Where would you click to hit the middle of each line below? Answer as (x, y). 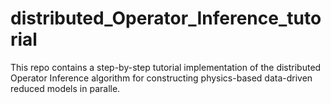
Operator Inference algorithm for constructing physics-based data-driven (161, 78)
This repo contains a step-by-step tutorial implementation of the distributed (166, 67)
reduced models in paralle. (65, 88)
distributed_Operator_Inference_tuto (166, 18)
